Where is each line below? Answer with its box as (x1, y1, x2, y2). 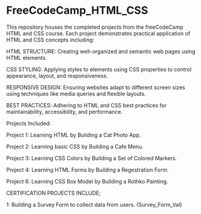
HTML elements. (6, 54, 47, 61)
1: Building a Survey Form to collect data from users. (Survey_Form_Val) (6, 201, 182, 208)
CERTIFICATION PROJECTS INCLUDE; (6, 189, 101, 197)
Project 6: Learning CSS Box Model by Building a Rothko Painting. (6, 177, 169, 185)
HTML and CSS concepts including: (6, 36, 95, 43)
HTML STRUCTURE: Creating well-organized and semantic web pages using (6, 47, 196, 55)
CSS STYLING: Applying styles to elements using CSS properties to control (6, 65, 192, 73)
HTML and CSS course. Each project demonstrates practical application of (6, 29, 191, 37)
